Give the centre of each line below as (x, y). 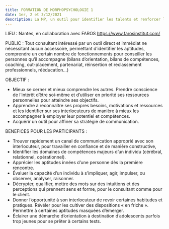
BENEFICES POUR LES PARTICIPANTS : (46, 131)
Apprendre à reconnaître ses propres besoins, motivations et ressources (88, 106)
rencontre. (23, 168)
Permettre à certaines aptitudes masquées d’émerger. (68, 211)
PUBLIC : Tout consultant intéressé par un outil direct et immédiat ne (76, 43)
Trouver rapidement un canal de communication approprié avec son (83, 141)
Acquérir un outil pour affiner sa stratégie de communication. (76, 122)
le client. (21, 195)
